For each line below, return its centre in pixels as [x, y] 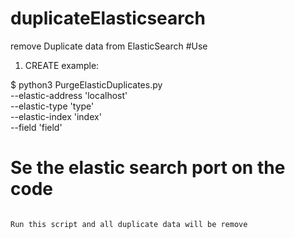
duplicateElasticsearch [108, 18]
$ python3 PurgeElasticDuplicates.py [86, 84]
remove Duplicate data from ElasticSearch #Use [109, 46]
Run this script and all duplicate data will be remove [129, 224]
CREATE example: [62, 65]
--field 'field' [36, 127]
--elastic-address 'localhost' [69, 95]
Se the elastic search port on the [148, 168]
